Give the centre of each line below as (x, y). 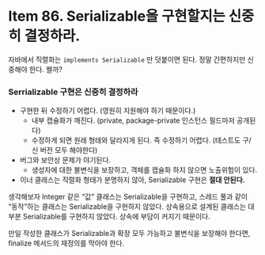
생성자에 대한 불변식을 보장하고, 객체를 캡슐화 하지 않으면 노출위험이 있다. (144, 170)
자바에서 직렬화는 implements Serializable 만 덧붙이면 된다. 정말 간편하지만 (127, 59)
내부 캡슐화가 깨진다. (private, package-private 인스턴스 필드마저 (133, 120)
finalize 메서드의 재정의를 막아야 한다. (66, 243)
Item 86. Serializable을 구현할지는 (117, 16)
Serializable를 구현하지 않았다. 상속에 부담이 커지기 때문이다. (117, 217)
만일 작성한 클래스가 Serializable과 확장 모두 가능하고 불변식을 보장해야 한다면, (129, 234)
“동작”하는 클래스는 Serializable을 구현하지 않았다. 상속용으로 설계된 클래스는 (127, 207)
